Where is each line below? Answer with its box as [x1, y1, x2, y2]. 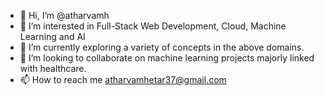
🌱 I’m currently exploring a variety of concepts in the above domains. [19, 41, 305, 53]
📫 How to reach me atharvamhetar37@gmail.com [19, 74, 227, 85]
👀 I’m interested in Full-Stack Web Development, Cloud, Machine [19, 20, 287, 32]
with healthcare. [19, 63, 87, 74]
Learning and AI [19, 31, 86, 42]
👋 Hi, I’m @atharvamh [19, 10, 110, 21]
